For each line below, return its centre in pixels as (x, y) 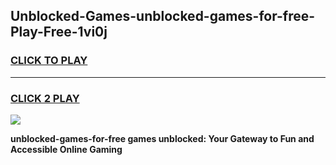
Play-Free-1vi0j (59, 32)
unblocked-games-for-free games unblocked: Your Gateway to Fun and (162, 138)
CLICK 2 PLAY (45, 98)
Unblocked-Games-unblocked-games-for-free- (163, 16)
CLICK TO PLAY (49, 61)
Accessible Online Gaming (66, 149)
